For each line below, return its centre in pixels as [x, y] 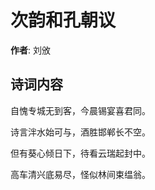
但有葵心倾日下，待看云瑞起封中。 [80, 153]
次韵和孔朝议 [63, 20]
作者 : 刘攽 [30, 50]
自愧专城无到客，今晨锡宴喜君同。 [80, 110]
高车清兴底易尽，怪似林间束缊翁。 [80, 174]
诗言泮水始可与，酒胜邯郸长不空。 [80, 132]
